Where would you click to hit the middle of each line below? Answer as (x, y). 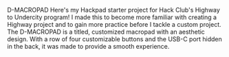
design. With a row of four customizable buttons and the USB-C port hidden (115, 39)
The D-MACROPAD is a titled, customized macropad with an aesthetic (106, 32)
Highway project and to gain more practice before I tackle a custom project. (114, 24)
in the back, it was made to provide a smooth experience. (88, 46)
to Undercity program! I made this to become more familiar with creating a (112, 17)
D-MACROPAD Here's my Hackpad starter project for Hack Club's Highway (113, 10)
